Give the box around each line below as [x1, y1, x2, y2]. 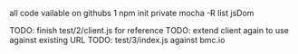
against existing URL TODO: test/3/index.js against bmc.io [9, 35, 226, 45]
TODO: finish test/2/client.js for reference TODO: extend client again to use [9, 25, 290, 35]
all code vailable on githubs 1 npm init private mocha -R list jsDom [9, 8, 255, 18]
